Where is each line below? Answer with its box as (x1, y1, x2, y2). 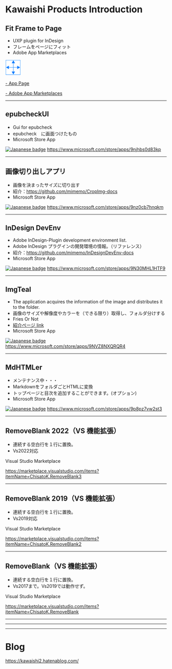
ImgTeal (5, 285, 32, 293)
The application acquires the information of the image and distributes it (12, 299, 163, 305)
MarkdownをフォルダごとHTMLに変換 (12, 384, 93, 390)
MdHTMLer (5, 363, 42, 371)
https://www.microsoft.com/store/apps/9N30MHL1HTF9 (47, 265, 166, 271)
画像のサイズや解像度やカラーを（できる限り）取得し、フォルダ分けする (12, 310, 165, 317)
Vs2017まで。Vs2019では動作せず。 (12, 583, 88, 589)
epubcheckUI (5, 110, 49, 119)
